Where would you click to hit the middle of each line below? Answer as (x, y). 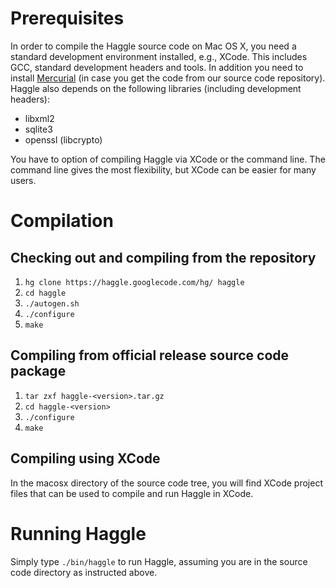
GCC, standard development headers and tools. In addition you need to (157, 67)
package (38, 371)
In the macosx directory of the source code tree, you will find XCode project (166, 483)
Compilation (62, 221)
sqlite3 (38, 129)
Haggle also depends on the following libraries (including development (156, 88)
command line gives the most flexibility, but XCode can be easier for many (163, 169)
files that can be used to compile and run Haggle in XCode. (132, 493)
